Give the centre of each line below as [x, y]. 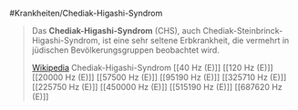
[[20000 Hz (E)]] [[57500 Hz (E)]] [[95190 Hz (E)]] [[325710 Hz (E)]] [159, 77]
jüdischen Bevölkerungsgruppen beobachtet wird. [126, 50]
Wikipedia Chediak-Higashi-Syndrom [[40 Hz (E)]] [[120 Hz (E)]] [152, 68]
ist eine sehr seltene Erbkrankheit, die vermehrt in [195, 40]
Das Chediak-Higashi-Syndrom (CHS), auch [116, 30]
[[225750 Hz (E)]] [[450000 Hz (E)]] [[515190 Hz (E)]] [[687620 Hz [157, 87]
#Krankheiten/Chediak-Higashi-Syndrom [86, 13]
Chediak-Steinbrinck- [243, 30]
